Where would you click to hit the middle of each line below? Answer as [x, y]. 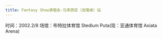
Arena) [13, 31]
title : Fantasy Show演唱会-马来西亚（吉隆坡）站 [53, 10]
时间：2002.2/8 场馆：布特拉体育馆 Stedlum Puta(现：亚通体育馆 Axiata [81, 25]
